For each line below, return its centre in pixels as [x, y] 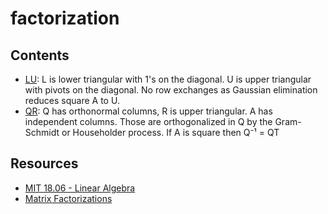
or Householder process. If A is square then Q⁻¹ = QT [170, 132]
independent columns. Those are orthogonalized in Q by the [148, 121]
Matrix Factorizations [68, 198]
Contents [40, 55]
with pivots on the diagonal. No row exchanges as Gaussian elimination [171, 90]
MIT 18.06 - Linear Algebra [80, 188]
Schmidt [42, 132]
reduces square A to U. [72, 100]
